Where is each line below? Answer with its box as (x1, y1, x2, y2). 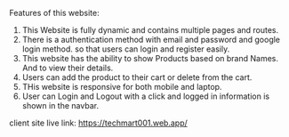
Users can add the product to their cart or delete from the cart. (21, 72, 253, 83)
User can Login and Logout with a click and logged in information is (21, 91, 269, 101)
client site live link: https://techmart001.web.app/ (9, 117, 189, 128)
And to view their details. (21, 62, 114, 73)
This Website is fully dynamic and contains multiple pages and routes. (21, 25, 279, 35)
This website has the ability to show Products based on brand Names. (21, 53, 278, 63)
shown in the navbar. (21, 101, 100, 110)
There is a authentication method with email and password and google (21, 35, 281, 44)
